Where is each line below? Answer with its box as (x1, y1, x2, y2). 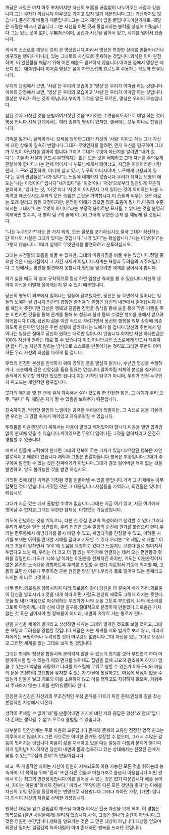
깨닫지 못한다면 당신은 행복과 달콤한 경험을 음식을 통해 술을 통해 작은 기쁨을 (10, 305, 159, 311)
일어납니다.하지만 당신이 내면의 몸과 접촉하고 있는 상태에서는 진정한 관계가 (14, 746, 160, 752)
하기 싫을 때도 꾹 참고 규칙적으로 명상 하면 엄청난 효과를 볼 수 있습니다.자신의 (5, 275, 156, 282)
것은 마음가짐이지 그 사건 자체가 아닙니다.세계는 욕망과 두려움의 (14, 258, 139, 264)
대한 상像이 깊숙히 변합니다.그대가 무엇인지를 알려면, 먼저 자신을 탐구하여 (10, 142, 154, 148)
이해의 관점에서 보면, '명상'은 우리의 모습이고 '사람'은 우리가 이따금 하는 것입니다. (5, 89, 164, 95)
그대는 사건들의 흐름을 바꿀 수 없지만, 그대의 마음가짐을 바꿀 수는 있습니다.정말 (5, 252, 159, 258)
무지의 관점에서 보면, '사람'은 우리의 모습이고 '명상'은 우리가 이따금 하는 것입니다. (5, 83, 164, 88)
